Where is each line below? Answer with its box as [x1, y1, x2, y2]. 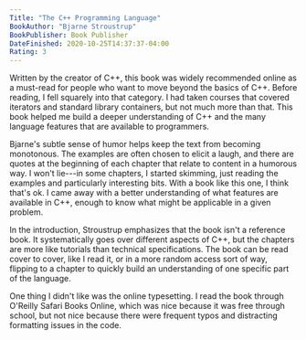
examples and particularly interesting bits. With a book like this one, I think [9, 177, 290, 188]
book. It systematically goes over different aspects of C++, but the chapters [9, 234, 295, 245]
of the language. [9, 273, 71, 284]
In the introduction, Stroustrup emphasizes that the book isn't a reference [9, 225, 286, 236]
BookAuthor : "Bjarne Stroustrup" [9, 22, 137, 31]
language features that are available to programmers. [9, 121, 210, 133]
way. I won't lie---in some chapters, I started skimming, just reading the [9, 168, 279, 179]
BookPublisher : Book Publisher [9, 30, 129, 39]
